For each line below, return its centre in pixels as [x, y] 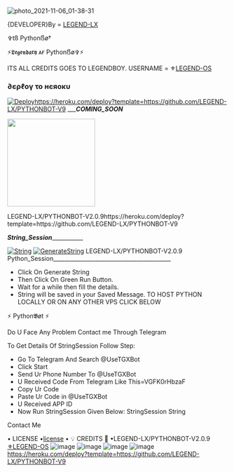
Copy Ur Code [38, 389]
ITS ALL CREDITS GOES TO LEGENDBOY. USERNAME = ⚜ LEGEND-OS [110, 68]
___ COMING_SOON [95, 109]
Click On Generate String [53, 272]
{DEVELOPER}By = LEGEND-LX [53, 24]
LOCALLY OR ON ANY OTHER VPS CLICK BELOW [89, 302]
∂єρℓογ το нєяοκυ [39, 86]
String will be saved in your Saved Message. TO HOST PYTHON [110, 295]
